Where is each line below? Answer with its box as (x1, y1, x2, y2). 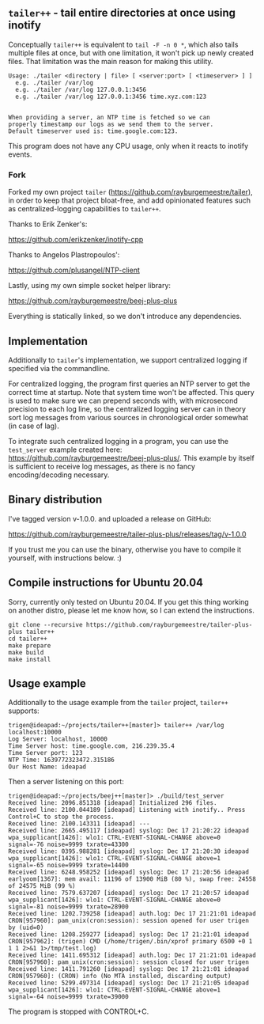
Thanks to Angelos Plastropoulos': (8, 250, 120, 260)
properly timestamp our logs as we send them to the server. (8, 120, 214, 128)
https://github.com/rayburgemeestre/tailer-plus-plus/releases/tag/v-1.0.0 (8, 529, 247, 539)
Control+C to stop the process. (8, 813, 115, 821)
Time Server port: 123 (8, 749, 83, 757)
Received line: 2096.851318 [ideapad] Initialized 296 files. (8, 799, 217, 807)
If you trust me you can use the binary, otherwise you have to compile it (8, 544, 242, 554)
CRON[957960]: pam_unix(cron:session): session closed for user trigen (8, 958, 249, 966)
